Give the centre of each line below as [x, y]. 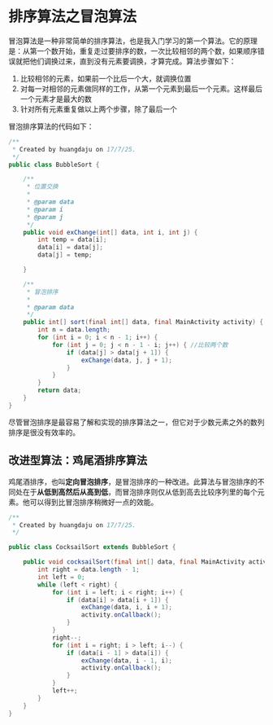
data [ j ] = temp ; [65, 255]
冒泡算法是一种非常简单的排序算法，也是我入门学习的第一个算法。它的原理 [133, 41]
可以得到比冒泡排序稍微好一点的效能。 [94, 502]
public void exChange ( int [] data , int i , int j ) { [110, 232]
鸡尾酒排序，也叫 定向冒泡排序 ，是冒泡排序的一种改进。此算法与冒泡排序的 [133, 481]
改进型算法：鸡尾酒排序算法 [78, 461]
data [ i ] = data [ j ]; [71, 248]
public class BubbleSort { [54, 165]
